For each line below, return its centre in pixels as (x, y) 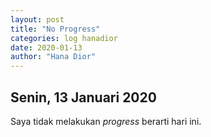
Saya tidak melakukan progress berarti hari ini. (106, 121)
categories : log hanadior (64, 38)
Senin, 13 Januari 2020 (83, 97)
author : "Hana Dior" (53, 57)
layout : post (37, 19)
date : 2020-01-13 (46, 47)
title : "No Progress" (55, 29)
